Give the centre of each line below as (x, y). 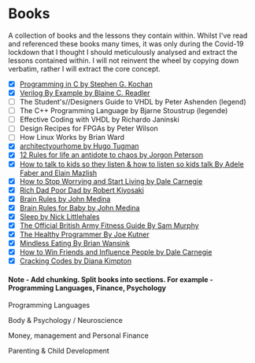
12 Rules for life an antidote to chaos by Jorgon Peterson (111, 155)
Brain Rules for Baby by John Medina (79, 207)
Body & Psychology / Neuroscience (66, 321)
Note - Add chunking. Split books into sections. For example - (111, 279)
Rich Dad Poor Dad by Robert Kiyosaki (81, 190)
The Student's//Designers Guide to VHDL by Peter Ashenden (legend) (133, 102)
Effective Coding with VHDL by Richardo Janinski (99, 119)
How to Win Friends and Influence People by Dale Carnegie (116, 252)
